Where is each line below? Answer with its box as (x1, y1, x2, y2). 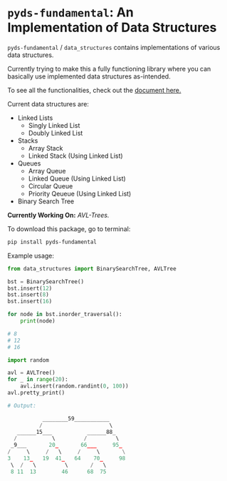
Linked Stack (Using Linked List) (28, 151, 123, 160)
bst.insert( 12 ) (7, 285, 53, 292)
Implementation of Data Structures (7, 19, 217, 36)
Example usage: (7, 251, 55, 260)
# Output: (7, 402, 37, 409)
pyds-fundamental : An (7, 4, 134, 21)
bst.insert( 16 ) (7, 298, 53, 305)
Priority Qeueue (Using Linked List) (28, 189, 132, 198)
